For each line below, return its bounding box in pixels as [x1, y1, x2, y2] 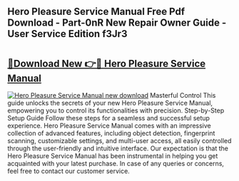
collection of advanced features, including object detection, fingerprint [7, 129, 215, 138]
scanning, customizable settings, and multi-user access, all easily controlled [7, 137, 232, 145]
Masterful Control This [149, 91, 216, 99]
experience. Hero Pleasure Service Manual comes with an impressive [7, 121, 212, 130]
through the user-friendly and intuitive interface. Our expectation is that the [7, 144, 228, 152]
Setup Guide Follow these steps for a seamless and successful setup [7, 114, 210, 122]
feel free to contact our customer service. [7, 167, 130, 175]
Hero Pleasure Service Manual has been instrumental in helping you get [7, 152, 218, 160]
